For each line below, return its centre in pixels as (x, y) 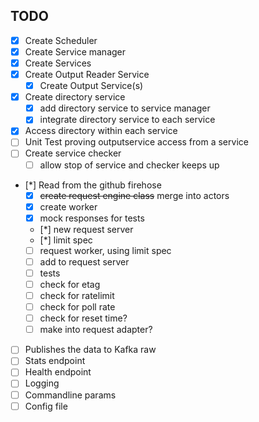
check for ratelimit (77, 295)
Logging (42, 383)
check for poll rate (77, 307)
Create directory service (75, 97)
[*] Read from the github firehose (93, 185)
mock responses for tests (92, 218)
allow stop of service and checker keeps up (129, 165)
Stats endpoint (55, 361)
